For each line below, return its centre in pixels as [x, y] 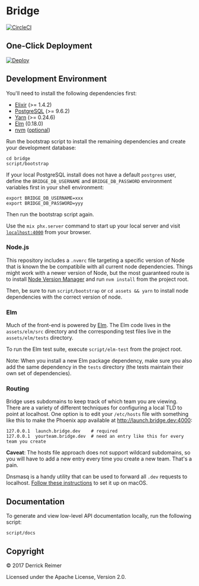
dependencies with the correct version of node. [64, 297]
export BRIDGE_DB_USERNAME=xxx [45, 198]
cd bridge [18, 158]
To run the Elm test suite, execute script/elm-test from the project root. [94, 349]
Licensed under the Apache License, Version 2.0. [66, 577]
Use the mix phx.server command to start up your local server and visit [93, 226]
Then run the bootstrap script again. [50, 214]
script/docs [21, 533]
